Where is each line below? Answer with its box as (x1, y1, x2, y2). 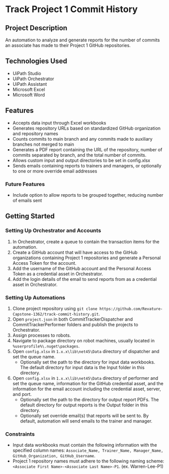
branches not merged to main (12, 141, 75, 147)
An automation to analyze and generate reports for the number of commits (5, 37, 160, 43)
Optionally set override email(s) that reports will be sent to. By (20, 412, 149, 419)
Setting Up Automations (5, 294, 66, 301)
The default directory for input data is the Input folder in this (20, 364, 145, 370)
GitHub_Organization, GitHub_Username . (12, 453, 96, 459)
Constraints (5, 430, 35, 437)
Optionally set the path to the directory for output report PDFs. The (20, 396, 159, 402)
